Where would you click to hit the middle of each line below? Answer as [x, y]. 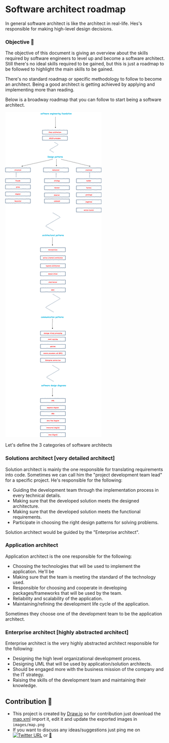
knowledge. [25, 686]
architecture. [26, 506]
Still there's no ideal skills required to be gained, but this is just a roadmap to [85, 64]
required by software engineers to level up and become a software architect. [85, 58]
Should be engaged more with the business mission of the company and [88, 669]
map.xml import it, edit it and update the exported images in [75, 719]
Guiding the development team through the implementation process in [86, 490]
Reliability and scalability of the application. [58, 598]
